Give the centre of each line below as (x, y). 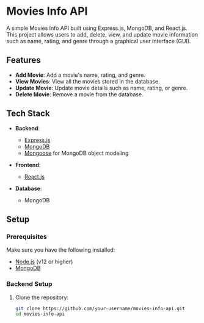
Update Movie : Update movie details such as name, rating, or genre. (101, 88)
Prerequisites (27, 236)
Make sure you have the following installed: (61, 250)
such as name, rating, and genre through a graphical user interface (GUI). (99, 41)
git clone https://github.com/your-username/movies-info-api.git (100, 308)
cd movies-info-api (40, 314)
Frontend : (28, 165)
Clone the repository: (42, 297)
